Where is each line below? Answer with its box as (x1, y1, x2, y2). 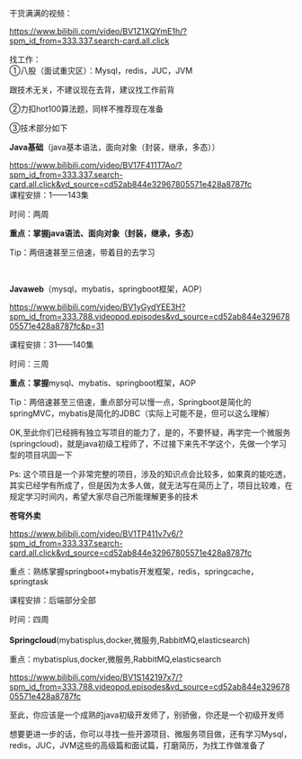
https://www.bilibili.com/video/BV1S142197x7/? (9, 672, 183, 682)
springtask (9, 576, 49, 587)
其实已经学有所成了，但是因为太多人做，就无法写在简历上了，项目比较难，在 (9, 480, 293, 491)
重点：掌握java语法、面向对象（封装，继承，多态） (9, 228, 200, 239)
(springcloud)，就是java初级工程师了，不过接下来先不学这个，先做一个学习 (9, 438, 288, 448)
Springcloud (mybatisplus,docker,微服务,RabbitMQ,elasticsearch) (9, 635, 251, 646)
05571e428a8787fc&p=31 (9, 321, 105, 331)
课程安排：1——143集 (9, 190, 90, 200)
